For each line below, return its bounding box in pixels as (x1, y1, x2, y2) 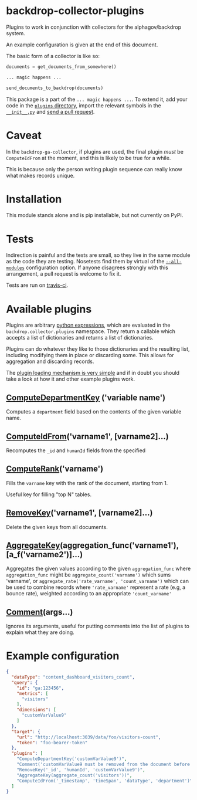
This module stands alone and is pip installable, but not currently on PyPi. (6, 212, 184, 219)
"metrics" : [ (16, 690, 49, 696)
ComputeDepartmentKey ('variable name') (6, 392, 166, 402)
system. (6, 29, 25, 36)
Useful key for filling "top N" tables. (6, 491, 92, 498)
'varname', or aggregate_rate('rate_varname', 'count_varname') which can (6, 578, 189, 585)
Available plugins (6, 302, 92, 316)
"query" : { (11, 679, 38, 686)
